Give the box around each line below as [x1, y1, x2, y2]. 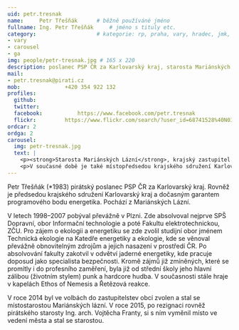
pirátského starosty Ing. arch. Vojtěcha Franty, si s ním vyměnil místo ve [7, 308, 218, 317]
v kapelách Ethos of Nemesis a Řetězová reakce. [7, 279, 151, 288]
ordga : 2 [7, 130, 33, 137]
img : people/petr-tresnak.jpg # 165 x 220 [7, 57, 135, 64]
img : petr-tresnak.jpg [14, 143, 81, 150]
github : [14, 97, 37, 104]
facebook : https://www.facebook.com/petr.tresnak [14, 110, 196, 117]
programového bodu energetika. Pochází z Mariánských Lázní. [7, 197, 191, 206]
